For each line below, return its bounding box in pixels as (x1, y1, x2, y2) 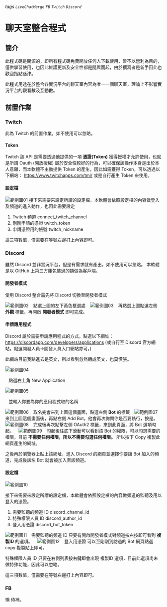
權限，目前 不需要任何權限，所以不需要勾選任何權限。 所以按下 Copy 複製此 (5, 434, 161, 440)
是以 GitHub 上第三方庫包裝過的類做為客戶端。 (5, 268, 100, 274)
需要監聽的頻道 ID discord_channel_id (12, 509, 89, 515)
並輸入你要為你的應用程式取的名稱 (8, 399, 79, 405)
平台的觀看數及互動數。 (9, 87, 58, 93)
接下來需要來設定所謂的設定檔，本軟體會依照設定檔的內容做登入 (29, 197, 160, 203)
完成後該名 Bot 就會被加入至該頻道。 (13, 457, 89, 463)
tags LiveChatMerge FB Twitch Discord (5, 3, 82, 9)
